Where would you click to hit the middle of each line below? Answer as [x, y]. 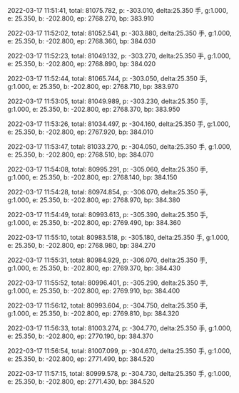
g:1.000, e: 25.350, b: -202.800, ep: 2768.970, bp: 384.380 [94, 200]
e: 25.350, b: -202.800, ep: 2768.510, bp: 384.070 [81, 154]
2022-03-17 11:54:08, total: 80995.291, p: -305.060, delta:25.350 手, [108, 169]
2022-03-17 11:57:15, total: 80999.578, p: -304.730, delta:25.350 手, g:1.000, [119, 373]
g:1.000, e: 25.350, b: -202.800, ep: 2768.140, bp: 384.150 [92, 177]
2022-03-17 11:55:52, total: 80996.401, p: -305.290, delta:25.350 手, [108, 283]
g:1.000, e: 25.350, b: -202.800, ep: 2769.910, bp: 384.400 [94, 291]
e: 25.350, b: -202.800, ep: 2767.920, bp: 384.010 [81, 132]
